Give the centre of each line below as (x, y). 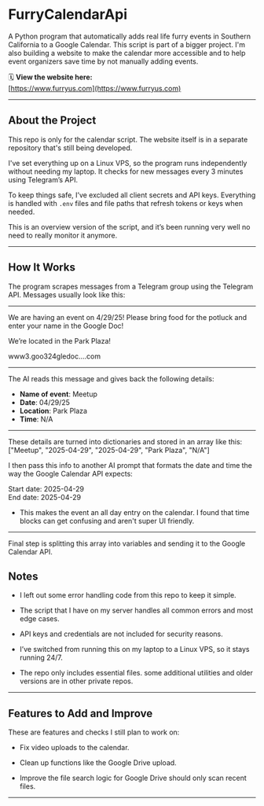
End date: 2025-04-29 (44, 497)
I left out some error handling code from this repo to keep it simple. (128, 595)
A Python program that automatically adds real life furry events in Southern (130, 36)
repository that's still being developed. (70, 148)
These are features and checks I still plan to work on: (94, 732)
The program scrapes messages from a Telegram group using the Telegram (131, 286)
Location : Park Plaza (53, 410)
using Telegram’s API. (43, 179)
